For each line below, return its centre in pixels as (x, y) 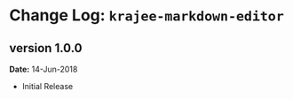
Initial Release (48, 86)
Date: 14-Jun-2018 (44, 69)
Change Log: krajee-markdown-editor (146, 15)
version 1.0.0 (46, 48)
